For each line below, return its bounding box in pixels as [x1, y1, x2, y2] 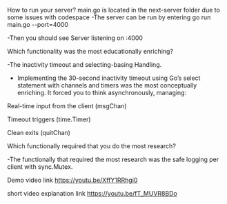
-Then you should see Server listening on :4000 [7, 34, 144, 42]
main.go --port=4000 [7, 21, 69, 28]
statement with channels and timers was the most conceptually [17, 81, 197, 89]
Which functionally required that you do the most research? [7, 142, 176, 150]
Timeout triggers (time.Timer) [7, 115, 91, 123]
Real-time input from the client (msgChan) [7, 102, 127, 110]
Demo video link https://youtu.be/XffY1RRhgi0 [7, 176, 138, 184]
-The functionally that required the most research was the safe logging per [7, 155, 219, 163]
